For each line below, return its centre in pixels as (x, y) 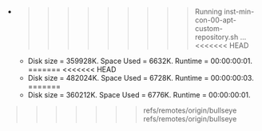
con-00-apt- (216, 20)
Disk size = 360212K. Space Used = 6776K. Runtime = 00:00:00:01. (139, 95)
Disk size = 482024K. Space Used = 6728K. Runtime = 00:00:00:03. (141, 78)
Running (208, 12)
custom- (209, 28)
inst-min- (239, 12)
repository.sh (216, 37)
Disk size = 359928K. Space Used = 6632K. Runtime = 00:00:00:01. (140, 61)
